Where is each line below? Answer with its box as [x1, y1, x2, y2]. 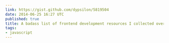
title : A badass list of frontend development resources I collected [5, 21, 154, 26]
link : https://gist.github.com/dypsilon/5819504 [5, 7, 109, 12]
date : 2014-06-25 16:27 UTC [5, 12, 64, 17]
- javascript [5, 30, 33, 35]
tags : [5, 26, 17, 31]
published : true [5, 16, 39, 21]
